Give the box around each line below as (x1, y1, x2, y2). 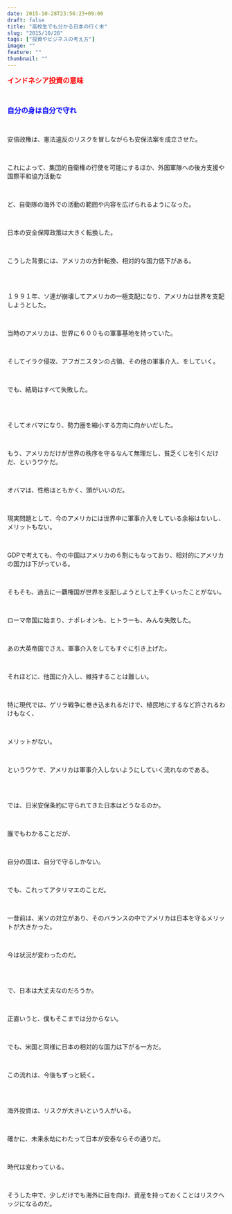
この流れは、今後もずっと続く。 (7, 1070, 98, 1079)
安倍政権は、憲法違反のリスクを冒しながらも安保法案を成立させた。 (7, 135, 202, 143)
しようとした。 (7, 300, 50, 309)
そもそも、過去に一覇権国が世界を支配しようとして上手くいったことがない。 (7, 588, 225, 596)
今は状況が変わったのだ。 (7, 950, 80, 959)
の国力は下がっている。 (7, 559, 74, 567)
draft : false (7, 17, 45, 24)
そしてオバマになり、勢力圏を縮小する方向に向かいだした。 (7, 420, 177, 429)
